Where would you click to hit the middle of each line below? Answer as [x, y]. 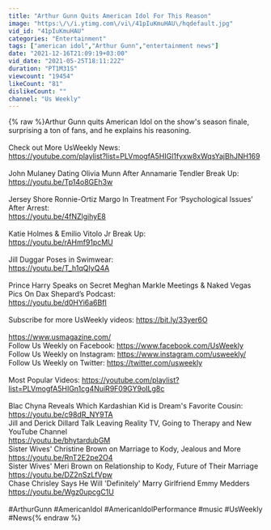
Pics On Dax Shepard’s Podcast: [62, 294]
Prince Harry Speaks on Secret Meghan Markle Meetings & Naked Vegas [130, 285]
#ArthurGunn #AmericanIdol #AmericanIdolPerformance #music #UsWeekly [135, 509]
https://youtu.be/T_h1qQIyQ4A [59, 268]
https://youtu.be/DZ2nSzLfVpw [61, 475]
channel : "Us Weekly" [45, 99]
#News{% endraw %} [45, 518]
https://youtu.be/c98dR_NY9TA [61, 415]
